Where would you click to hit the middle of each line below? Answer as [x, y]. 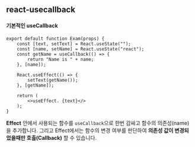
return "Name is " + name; [61, 59]
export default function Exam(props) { [55, 39]
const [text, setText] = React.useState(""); [74, 44]
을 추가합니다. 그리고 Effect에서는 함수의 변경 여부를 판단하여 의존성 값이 [90, 130]
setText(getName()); [53, 80]
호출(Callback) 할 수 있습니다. [61, 138]
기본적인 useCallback [32, 25]
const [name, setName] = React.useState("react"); [81, 49]
